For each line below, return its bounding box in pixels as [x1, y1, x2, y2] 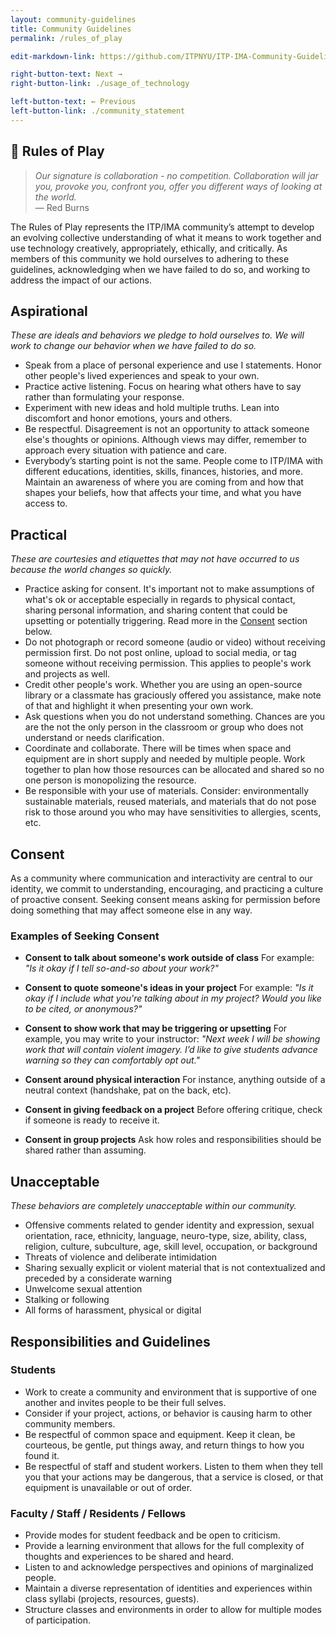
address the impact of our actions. [10, 274, 152, 286]
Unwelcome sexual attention [24, 1283, 143, 1295]
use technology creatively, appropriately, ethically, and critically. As [10, 242, 288, 254]
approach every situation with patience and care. [24, 444, 228, 456]
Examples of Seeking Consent [10, 929, 160, 943]
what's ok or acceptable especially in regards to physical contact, [24, 594, 296, 606]
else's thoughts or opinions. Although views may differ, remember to [24, 434, 307, 446]
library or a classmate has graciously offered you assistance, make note [24, 689, 322, 701]
